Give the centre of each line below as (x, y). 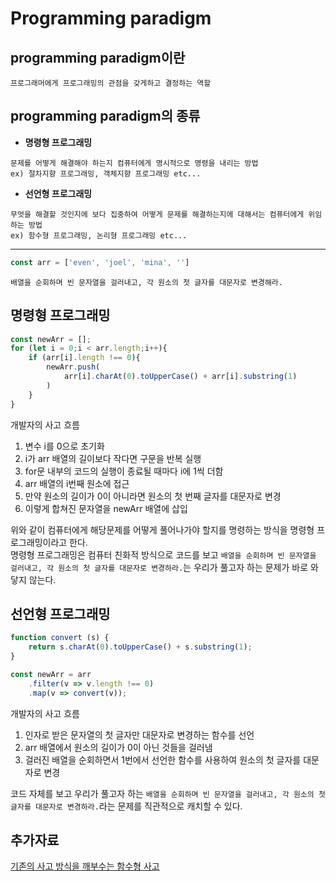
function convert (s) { (60, 638)
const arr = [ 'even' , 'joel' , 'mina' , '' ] (100, 262)
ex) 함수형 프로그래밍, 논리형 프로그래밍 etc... (99, 235)
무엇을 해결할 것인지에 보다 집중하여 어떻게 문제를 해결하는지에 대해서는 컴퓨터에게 (157, 214)
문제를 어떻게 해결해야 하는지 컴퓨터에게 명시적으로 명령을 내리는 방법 (134, 163)
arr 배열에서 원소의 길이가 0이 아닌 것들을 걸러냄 (118, 747)
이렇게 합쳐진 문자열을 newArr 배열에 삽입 (106, 508)
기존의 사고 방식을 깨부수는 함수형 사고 (85, 866)
